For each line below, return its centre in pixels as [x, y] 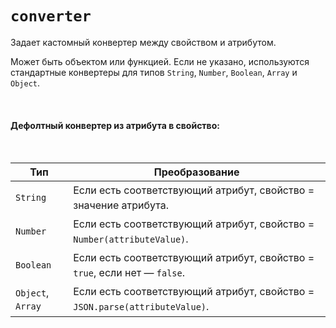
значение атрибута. [121, 205]
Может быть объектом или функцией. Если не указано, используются [160, 61]
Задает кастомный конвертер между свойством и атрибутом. [143, 42]
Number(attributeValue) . [131, 239]
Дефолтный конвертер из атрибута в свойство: [115, 125]
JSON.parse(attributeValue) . [141, 307]
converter [51, 16]
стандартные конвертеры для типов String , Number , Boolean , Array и [154, 72]
